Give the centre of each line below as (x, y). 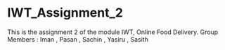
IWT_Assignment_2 (65, 13)
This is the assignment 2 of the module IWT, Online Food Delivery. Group (113, 32)
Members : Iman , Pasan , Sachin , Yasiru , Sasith (78, 39)
